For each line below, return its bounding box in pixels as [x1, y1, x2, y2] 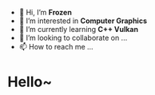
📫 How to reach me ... [18, 42, 93, 51]
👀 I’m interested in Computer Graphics [18, 16, 147, 26]
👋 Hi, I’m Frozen [18, 8, 73, 17]
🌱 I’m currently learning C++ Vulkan [18, 25, 139, 34]
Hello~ [7, 73, 53, 91]
